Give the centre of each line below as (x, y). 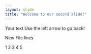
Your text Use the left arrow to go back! (45, 28)
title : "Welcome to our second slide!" (46, 14)
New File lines (19, 38)
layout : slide (20, 10)
